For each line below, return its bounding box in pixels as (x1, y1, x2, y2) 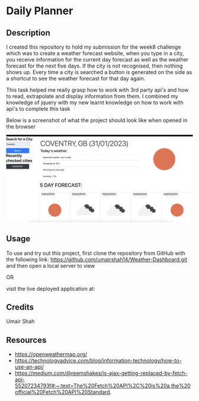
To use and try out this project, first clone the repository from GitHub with (6, 249, 185, 256)
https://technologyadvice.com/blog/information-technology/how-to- (14, 357, 182, 364)
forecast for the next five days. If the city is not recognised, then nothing (6, 62, 183, 69)
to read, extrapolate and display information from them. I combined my (6, 93, 179, 100)
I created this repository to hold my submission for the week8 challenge (6, 43, 181, 50)
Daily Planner (6, 4, 73, 18)
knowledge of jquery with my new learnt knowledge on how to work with (6, 99, 184, 106)
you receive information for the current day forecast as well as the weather (6, 56, 189, 63)
